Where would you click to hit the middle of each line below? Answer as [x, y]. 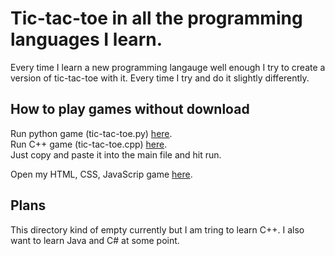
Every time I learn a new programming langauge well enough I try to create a [168, 67]
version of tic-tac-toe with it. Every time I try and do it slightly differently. [160, 78]
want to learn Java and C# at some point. [95, 240]
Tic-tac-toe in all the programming [156, 18]
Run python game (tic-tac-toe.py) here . [91, 133]
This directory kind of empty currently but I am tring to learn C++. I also [157, 229]
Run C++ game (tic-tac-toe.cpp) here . [89, 144]
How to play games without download [130, 109]
